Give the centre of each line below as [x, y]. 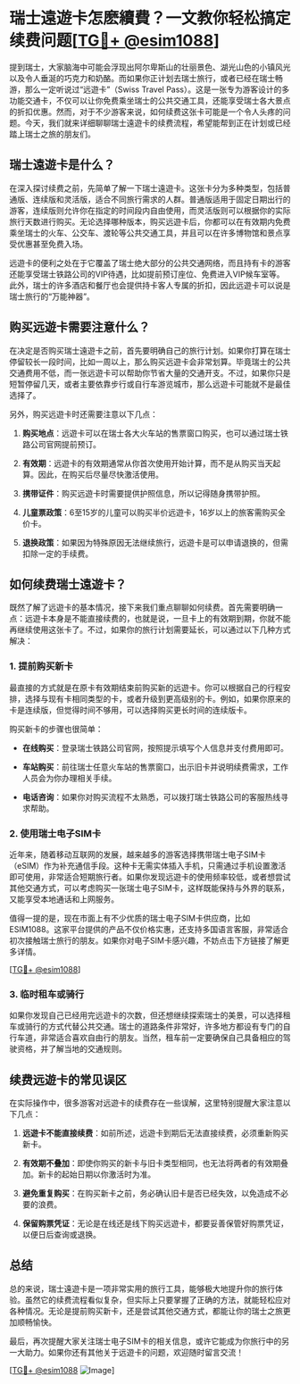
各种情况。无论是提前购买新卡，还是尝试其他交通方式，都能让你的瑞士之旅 [146, 1311]
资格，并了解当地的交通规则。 [71, 1049]
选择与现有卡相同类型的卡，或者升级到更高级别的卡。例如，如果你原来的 [158, 698]
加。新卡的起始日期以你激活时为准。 [89, 1174]
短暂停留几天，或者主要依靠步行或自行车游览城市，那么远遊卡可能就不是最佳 [150, 384]
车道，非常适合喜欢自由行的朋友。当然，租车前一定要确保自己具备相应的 [150, 1038]
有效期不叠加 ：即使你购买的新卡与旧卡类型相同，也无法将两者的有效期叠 [155, 1163]
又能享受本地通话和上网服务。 [64, 899]
